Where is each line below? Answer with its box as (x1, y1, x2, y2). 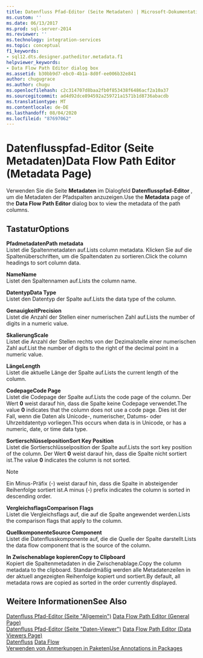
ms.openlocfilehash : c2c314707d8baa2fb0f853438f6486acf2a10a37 (6, 88, 169, 94)
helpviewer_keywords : (6, 59, 61, 65)
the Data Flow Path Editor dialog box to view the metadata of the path (6, 200, 181, 207)
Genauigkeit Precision (6, 307, 62, 314)
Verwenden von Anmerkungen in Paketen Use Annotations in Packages (6, 644, 183, 652)
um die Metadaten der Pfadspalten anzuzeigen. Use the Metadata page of (6, 194, 190, 201)
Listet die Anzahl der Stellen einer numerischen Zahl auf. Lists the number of (6, 313, 195, 321)
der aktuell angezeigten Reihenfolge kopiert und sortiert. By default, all (6, 573, 181, 580)
